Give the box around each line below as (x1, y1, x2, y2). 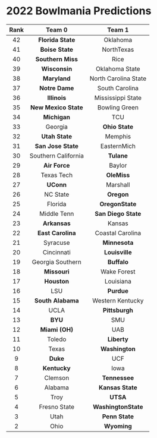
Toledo (47, 335, 67, 343)
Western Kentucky (92, 296, 144, 304)
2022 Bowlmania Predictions (6, 4, 152, 18)
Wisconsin (41, 64, 73, 73)
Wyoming (103, 422, 132, 430)
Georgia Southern (32, 257, 81, 266)
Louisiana (104, 277, 132, 285)
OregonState (99, 200, 137, 208)
